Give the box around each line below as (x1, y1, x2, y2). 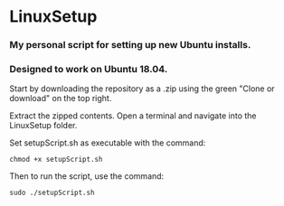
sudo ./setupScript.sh (9, 188, 95, 198)
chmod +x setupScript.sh (9, 155, 103, 164)
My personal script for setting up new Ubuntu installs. (9, 39, 251, 51)
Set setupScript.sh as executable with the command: (9, 137, 206, 148)
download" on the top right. (9, 93, 112, 104)
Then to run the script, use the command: (9, 171, 165, 182)
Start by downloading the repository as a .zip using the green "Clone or (9, 83, 275, 94)
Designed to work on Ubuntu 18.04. (9, 63, 168, 76)
